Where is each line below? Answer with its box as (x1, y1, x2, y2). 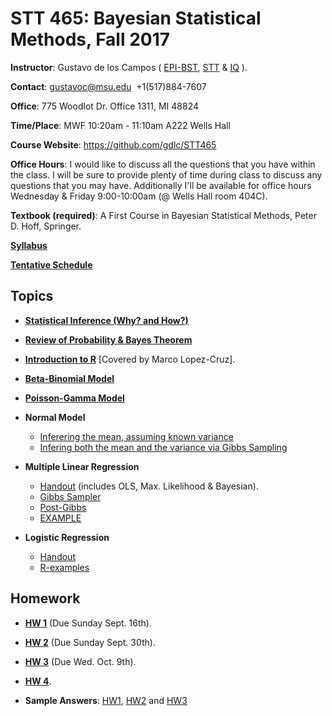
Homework (10, 590, 81, 607)
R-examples (39, 561, 90, 573)
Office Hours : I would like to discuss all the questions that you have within (10, 158, 316, 170)
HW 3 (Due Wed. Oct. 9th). (24, 655, 137, 667)
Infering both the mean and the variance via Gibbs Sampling (39, 441, 288, 453)
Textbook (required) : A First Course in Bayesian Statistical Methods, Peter (10, 209, 317, 221)
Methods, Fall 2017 (10, 28, 171, 51)
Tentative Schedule (10, 258, 93, 271)
